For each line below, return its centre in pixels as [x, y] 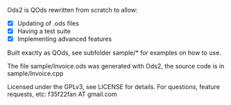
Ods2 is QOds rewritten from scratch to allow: [72, 10]
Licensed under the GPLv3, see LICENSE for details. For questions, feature [114, 87]
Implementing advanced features [65, 39]
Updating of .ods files [48, 23]
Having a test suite [44, 31]
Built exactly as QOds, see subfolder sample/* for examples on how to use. [114, 53]
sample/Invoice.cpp [35, 74]
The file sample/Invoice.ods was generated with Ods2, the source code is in [116, 66]
